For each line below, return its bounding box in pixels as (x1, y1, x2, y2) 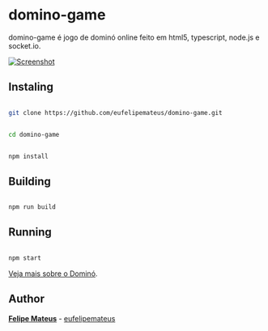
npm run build (8, 203, 57, 211)
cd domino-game (8, 130, 60, 138)
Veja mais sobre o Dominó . (8, 269, 98, 278)
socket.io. (8, 40, 41, 50)
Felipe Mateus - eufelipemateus (8, 313, 116, 323)
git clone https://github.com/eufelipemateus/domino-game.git (8, 108, 223, 117)
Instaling (8, 80, 54, 94)
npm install (8, 152, 49, 160)
